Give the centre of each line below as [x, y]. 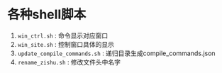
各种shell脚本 [47, 15]
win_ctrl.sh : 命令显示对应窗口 [63, 35]
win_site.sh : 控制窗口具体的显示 [66, 44]
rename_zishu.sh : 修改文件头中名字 [69, 62]
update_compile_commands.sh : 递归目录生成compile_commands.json [116, 53]
